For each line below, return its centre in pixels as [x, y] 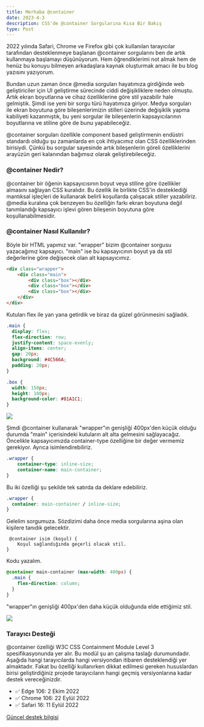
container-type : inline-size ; [56, 464]
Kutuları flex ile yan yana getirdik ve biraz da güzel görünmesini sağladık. [97, 314]
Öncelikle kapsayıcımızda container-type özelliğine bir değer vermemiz [95, 441]
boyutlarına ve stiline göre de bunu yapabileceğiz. [69, 123]
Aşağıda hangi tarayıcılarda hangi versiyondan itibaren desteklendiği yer [97, 660]
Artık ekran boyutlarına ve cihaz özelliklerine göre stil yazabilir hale [90, 97]
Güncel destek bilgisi [33, 717]
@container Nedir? [35, 170]
